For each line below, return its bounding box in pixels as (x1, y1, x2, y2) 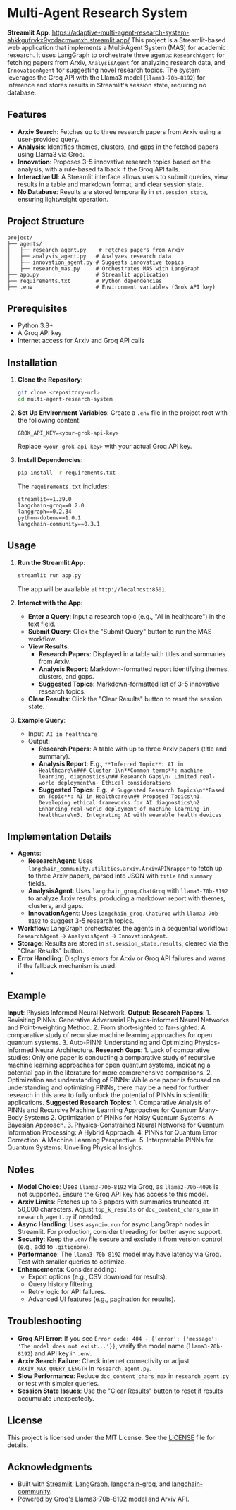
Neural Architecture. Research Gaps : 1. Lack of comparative (35, 1046, 210, 1054)
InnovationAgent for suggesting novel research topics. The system (7, 66, 201, 74)
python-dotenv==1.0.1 (17, 514, 81, 521)
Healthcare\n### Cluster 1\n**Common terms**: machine (38, 767, 203, 774)
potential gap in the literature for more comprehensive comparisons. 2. (7, 1068, 213, 1077)
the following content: (17, 416, 81, 424)
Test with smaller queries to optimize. (17, 1257, 127, 1266)
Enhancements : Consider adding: (17, 1264, 116, 1273)
